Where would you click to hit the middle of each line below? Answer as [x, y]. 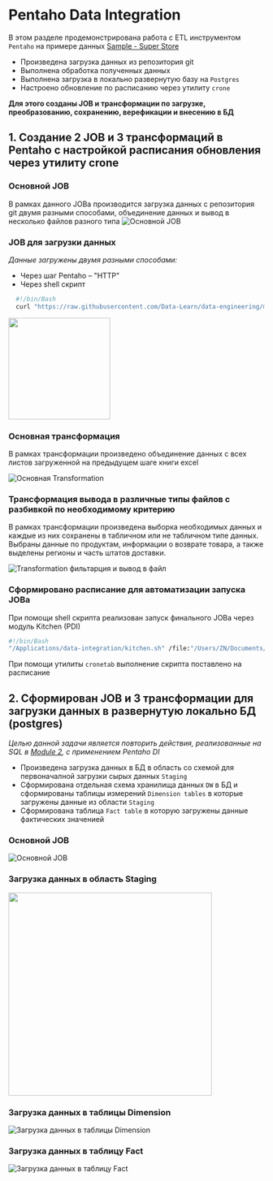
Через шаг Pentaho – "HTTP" [70, 275]
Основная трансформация [64, 436]
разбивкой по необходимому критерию [92, 509]
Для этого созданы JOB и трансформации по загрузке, [107, 103]
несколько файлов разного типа [64, 221]
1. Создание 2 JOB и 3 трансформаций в [116, 138]
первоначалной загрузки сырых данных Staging [104, 777]
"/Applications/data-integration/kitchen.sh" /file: [100, 649]
